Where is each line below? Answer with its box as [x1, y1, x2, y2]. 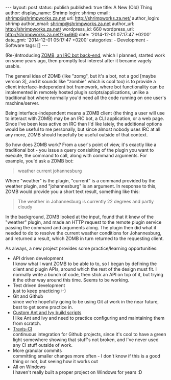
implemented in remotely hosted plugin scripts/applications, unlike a [5, 89, 149, 95]
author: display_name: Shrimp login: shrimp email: [5, 10, 110, 16]
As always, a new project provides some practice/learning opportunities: [5, 245, 158, 251]
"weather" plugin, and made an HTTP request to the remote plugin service [5, 219, 162, 225]
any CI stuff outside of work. [12, 342, 73, 348]
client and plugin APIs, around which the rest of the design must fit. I [12, 266, 157, 272]
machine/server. [5, 100, 40, 106]
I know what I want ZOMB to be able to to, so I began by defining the [12, 260, 157, 267]
